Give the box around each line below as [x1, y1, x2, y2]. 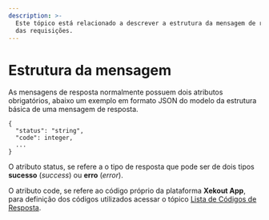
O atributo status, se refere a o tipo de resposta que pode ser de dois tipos [8, 162, 255, 172]
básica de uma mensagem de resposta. [8, 105, 139, 114]
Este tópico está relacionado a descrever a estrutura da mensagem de [15, 19, 256, 27]
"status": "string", [15, 127, 84, 135]
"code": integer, [15, 134, 74, 142]
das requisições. [15, 26, 74, 34]
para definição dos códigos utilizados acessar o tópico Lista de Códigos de [8, 194, 257, 204]
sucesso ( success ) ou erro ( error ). [8, 170, 124, 180]
